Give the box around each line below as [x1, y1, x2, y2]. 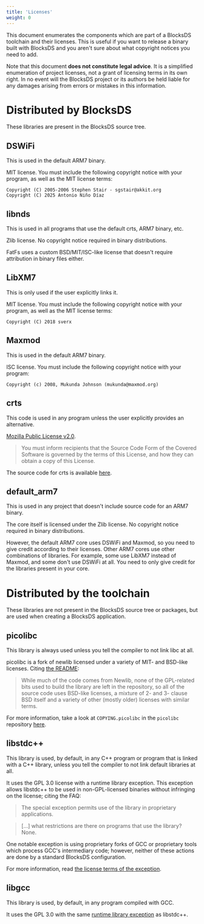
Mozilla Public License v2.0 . [6, 432, 76, 440]
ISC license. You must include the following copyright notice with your [6, 363, 182, 370]
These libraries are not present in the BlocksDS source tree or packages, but [6, 606, 198, 614]
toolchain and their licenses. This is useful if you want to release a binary [6, 38, 189, 45]
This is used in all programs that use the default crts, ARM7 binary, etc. [6, 225, 184, 232]
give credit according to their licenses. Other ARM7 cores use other [6, 546, 175, 553]
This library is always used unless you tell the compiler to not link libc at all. [6, 647, 194, 654]
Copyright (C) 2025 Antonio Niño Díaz [6, 192, 104, 198]
